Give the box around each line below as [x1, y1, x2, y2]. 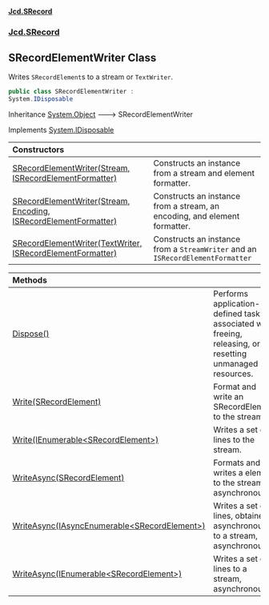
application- [213, 298, 260, 310]
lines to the [213, 435, 255, 446]
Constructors [12, 144, 65, 155]
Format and [213, 381, 256, 392]
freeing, [213, 328, 243, 339]
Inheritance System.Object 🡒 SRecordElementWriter [8, 110, 194, 119]
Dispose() [12, 328, 50, 339]
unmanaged [213, 359, 259, 370]
